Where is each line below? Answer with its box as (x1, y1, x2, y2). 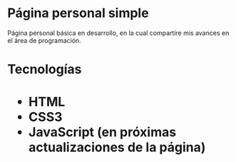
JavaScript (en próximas (28, 124, 177, 141)
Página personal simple (7, 5, 149, 21)
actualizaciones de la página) (28, 139, 206, 156)
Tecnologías (7, 61, 82, 78)
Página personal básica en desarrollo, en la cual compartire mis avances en (7, 29, 230, 37)
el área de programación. (7, 36, 82, 44)
